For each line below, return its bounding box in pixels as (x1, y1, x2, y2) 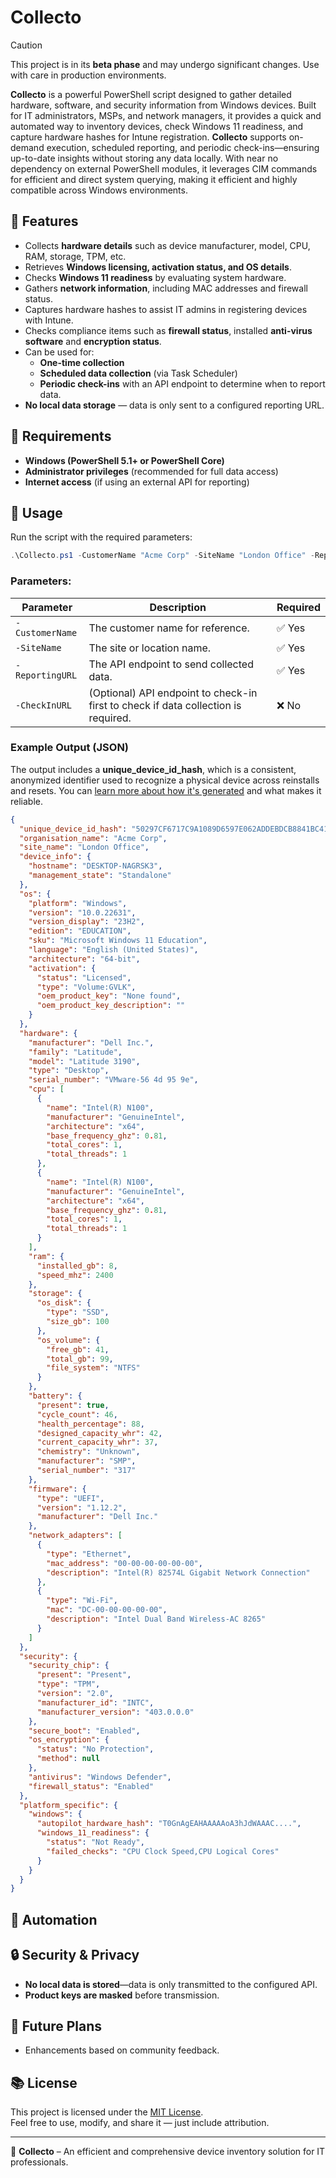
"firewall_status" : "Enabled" (28, 1781, 155, 1791)
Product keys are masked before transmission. (24, 1989, 220, 2001)
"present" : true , (36, 1400, 110, 1410)
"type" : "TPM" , (36, 1679, 101, 1690)
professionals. (10, 2156, 69, 2168)
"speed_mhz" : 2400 (36, 1270, 114, 1280)
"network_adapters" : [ (28, 1531, 123, 1541)
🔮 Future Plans (10, 2017, 103, 2035)
